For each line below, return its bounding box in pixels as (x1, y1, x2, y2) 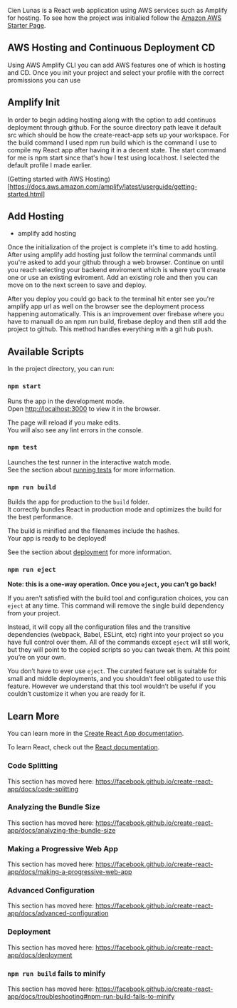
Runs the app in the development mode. (7, 397, 125, 405)
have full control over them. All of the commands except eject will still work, (7, 638, 231, 647)
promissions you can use (7, 76, 81, 84)
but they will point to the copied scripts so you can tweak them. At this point (7, 645, 230, 654)
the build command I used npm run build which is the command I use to (7, 138, 217, 147)
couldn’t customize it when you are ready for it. (7, 690, 146, 698)
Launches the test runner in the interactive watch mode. (7, 457, 172, 466)
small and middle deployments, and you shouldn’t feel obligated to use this (7, 675, 226, 683)
